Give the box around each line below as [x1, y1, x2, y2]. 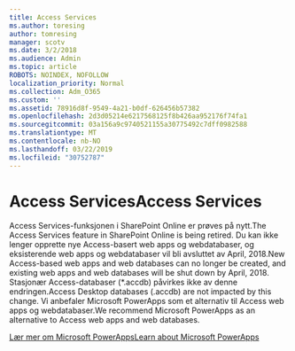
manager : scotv [9, 37, 66, 47]
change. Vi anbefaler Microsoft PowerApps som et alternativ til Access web [9, 296, 285, 307]
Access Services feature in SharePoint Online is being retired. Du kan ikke [9, 230, 279, 240]
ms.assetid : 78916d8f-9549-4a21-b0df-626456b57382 [9, 104, 200, 113]
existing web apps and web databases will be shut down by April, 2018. [9, 268, 270, 278]
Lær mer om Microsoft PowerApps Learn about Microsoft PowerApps [9, 331, 260, 342]
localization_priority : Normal [9, 79, 125, 88]
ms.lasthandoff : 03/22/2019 [9, 144, 113, 153]
